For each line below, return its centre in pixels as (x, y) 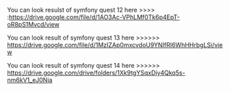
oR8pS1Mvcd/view (33, 24)
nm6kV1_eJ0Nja (30, 80)
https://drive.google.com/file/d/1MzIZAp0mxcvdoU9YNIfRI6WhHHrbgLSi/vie (115, 45)
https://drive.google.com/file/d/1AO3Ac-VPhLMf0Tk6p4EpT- (94, 17)
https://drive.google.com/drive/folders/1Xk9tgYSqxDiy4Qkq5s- (96, 73)
